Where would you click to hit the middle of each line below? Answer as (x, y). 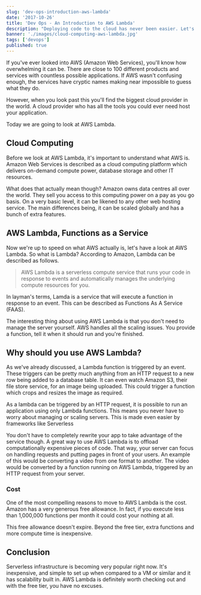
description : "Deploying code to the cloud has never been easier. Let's (100, 29)
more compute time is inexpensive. (49, 533)
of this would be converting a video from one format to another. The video (98, 461)
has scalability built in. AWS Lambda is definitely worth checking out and (96, 579)
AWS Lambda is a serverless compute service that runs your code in (106, 272)
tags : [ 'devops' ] (28, 40)
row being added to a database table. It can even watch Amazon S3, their (97, 380)
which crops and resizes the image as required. (65, 393)
